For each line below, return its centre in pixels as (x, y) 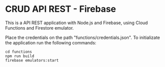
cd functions (19, 52)
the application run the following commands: (51, 42)
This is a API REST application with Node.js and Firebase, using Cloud (77, 23)
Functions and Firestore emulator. (40, 28)
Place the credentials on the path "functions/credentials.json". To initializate (83, 37)
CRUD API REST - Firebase (61, 9)
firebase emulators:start (32, 60)
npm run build (20, 56)
